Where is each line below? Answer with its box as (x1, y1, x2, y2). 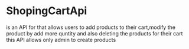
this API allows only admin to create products (6, 36, 116, 43)
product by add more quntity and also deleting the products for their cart (6, 30, 183, 37)
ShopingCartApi (6, 4, 87, 18)
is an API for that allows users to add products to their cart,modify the (6, 24, 176, 31)
